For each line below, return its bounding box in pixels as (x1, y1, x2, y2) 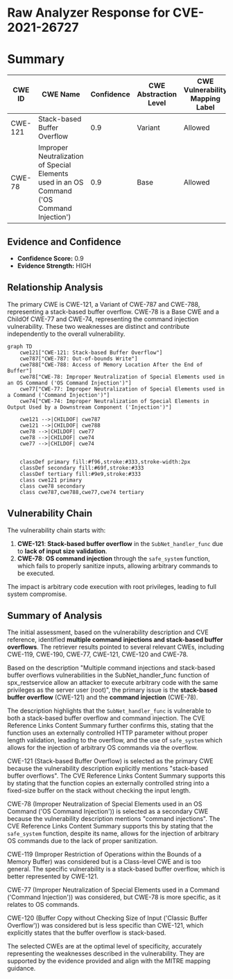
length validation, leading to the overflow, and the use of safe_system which (7, 736, 223, 744)
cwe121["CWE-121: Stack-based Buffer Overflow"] (19, 349, 163, 356)
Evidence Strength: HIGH (17, 262, 92, 270)
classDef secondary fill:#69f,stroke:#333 (19, 464, 144, 471)
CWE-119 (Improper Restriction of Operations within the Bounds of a (7, 850, 202, 858)
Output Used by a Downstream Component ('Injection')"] (7, 404, 172, 411)
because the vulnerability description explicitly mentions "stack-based (7, 765, 209, 773)
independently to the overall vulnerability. (7, 330, 126, 338)
